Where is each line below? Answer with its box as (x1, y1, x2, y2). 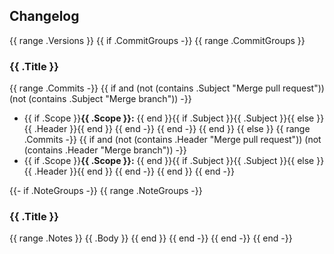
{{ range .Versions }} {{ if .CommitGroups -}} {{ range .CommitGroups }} (9, 34, 306, 46)
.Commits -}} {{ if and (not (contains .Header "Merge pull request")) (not (23, 134, 322, 146)
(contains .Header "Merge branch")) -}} (23, 144, 187, 156)
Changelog (9, 8, 80, 25)
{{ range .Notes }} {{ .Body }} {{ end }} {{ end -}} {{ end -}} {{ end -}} (9, 232, 293, 244)
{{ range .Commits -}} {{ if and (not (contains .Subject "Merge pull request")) (9, 82, 325, 94)
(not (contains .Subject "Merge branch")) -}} (9, 93, 192, 105)
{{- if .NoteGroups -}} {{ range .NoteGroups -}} (9, 185, 203, 197)
